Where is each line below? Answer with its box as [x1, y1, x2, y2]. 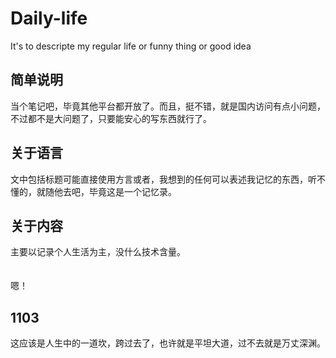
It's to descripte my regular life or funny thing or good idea [10, 40, 252, 52]
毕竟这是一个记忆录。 [88, 185, 177, 197]
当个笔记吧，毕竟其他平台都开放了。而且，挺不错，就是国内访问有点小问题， [10, 100, 326, 112]
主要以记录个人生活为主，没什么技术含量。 [10, 246, 186, 258]
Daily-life [10, 7, 88, 30]
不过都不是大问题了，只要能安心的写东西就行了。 [10, 112, 212, 124]
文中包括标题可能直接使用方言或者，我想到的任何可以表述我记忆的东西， [10, 173, 308, 185]
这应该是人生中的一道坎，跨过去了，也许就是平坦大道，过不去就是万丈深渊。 [10, 337, 326, 349]
